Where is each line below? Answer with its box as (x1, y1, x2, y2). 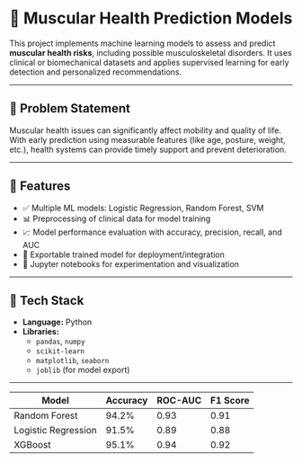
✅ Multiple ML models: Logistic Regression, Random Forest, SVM (22, 202, 264, 213)
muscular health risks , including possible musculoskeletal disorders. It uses (9, 47, 292, 58)
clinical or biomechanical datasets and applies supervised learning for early (9, 57, 289, 67)
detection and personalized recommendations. (9, 67, 182, 77)
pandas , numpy (35, 336, 85, 347)
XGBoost (13, 439, 51, 451)
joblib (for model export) (35, 364, 130, 376)
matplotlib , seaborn (35, 355, 110, 366)
